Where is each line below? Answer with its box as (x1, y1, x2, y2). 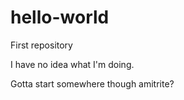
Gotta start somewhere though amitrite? (10, 77, 175, 90)
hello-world (10, 6, 110, 29)
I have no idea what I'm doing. (10, 58, 135, 70)
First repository (10, 39, 73, 51)
